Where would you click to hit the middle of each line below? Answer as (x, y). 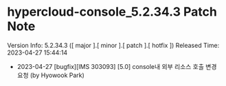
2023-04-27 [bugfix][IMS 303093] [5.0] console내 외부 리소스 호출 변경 (117, 66)
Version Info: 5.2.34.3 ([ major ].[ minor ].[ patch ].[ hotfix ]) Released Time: (113, 45)
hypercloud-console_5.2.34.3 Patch (112, 12)
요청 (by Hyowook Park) (50, 75)
